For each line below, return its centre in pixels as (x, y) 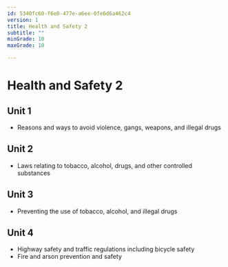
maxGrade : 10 (26, 45)
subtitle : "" (26, 33)
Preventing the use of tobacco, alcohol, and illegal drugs (97, 211)
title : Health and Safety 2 (48, 26)
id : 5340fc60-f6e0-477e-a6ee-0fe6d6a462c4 (69, 13)
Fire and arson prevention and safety (70, 257)
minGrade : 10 (26, 39)
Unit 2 (20, 149)
